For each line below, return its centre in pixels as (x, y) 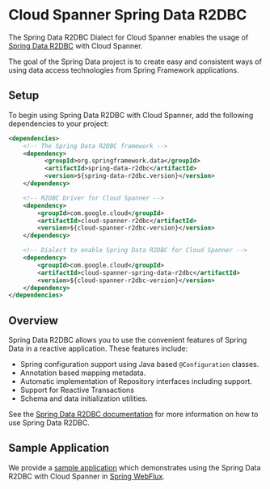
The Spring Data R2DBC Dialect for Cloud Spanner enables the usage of (129, 37)
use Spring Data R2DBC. (49, 423)
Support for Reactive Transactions (77, 390)
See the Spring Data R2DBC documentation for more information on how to (133, 415)
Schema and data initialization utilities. (84, 398)
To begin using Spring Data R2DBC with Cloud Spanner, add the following (131, 115)
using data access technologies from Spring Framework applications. (124, 70)
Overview (34, 320)
